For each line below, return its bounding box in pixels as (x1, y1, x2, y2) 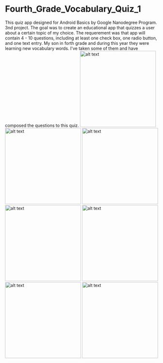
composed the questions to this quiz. (5, 122, 79, 128)
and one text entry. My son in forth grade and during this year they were (5, 40, 149, 46)
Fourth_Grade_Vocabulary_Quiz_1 (5, 3, 142, 15)
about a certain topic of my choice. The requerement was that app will (5, 30, 146, 36)
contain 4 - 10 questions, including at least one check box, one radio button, (5, 35, 157, 41)
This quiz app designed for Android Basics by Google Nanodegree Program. (5, 19, 157, 25)
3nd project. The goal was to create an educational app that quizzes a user (5, 24, 155, 30)
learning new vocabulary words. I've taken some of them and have (5, 45, 138, 51)
